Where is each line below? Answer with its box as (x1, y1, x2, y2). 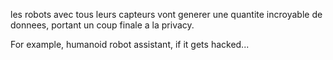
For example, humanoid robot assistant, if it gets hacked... (10, 39, 250, 50)
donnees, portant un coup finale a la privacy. (10, 19, 195, 31)
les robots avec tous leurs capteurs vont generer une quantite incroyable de (10, 9, 323, 20)
